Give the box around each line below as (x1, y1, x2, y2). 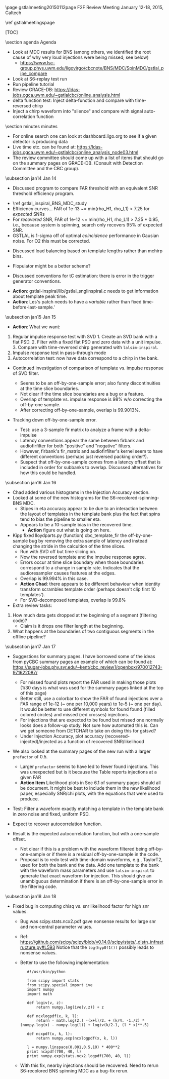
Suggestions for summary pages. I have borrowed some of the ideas (12, 653, 155, 659)
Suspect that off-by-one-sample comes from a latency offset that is (20, 459, 161, 465)
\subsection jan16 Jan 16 (5, 480, 57, 485)
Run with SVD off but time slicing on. (20, 549, 97, 554)
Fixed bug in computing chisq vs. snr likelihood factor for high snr (12, 903, 149, 909)
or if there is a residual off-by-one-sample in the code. (46, 851, 160, 857)
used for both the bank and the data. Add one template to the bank (20, 862, 159, 868)
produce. (20, 796, 39, 802)
